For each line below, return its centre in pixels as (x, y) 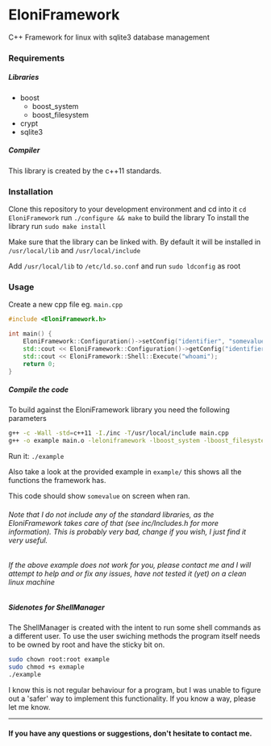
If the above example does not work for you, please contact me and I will (130, 565)
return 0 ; (40, 364)
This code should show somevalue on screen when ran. (100, 496)
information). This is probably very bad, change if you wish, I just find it (127, 531)
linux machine (31, 582)
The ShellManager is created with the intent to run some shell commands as (135, 627)
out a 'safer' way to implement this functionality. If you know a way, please (132, 698)
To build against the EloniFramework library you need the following (119, 410)
